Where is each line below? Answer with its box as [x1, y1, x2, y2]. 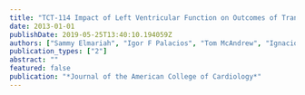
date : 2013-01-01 [9, 22, 75, 31]
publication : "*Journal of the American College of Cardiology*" [9, 72, 261, 81]
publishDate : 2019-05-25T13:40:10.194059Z [9, 30, 172, 39]
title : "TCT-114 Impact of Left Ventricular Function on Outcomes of [9, 13, 279, 23]
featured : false [9, 64, 71, 73]
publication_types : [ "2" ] [9, 47, 107, 56]
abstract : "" [9, 55, 59, 64]
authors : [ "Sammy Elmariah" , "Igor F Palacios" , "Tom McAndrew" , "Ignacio [9, 38, 299, 48]
